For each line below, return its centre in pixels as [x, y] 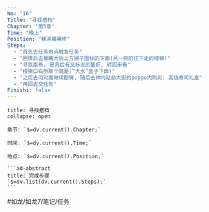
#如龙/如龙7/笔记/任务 [38, 202]
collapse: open [29, 117]
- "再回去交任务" [35, 84]
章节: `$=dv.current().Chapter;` [54, 130]
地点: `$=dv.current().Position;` [56, 157]
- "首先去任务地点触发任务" [48, 52]
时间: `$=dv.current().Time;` [49, 143]
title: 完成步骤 [28, 176]
